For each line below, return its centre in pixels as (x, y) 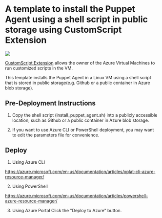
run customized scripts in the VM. (39, 68)
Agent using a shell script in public (76, 19)
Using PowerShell (30, 186)
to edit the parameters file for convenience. (56, 135)
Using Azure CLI (29, 162)
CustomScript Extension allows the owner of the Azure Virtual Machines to (80, 63)
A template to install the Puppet (70, 9)
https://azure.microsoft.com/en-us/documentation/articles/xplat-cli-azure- (80, 172)
